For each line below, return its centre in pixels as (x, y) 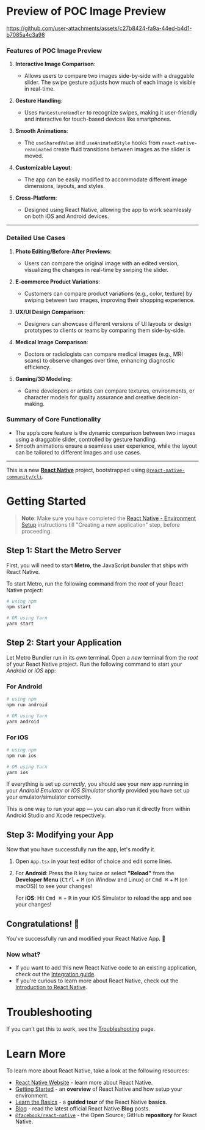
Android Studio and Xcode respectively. (56, 815)
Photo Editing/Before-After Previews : (63, 251)
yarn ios (17, 772)
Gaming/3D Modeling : (44, 379)
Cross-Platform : (36, 198)
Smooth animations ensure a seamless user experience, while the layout (106, 446)
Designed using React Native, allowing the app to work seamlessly (108, 210)
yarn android (23, 721)
